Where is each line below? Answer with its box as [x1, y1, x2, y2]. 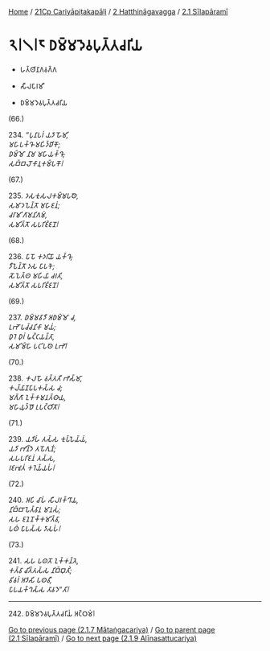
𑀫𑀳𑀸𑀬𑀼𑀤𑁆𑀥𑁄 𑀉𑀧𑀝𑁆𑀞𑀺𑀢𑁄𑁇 [8, 402, 60, 411]
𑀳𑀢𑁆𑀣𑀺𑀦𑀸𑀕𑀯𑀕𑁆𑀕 [19, 64, 58, 74]
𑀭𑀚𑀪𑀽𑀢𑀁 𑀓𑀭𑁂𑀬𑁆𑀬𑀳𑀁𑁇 [8, 463, 55, 472]
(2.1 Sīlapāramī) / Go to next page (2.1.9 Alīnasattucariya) [8, 633, 197, 643]
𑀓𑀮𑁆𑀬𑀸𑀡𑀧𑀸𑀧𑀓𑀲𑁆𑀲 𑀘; [8, 382, 63, 393]
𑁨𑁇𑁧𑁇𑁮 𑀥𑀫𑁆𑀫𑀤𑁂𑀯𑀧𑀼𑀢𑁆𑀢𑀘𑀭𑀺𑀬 [8, 36, 143, 55]
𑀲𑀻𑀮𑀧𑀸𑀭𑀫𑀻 [19, 80, 44, 91]
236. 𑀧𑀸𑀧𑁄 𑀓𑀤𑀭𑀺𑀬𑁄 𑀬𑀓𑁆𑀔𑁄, [8, 251, 73, 261]
